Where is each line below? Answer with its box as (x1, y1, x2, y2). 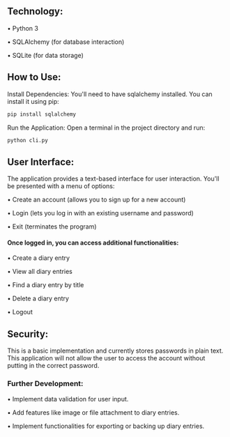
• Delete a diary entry (7, 294, 70, 302)
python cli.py (7, 137, 49, 144)
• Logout (7, 308, 33, 316)
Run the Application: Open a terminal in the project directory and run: (7, 123, 206, 132)
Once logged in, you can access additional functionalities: (7, 238, 179, 247)
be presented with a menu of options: (7, 182, 115, 190)
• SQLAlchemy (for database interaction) (7, 38, 125, 46)
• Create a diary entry (7, 254, 70, 262)
